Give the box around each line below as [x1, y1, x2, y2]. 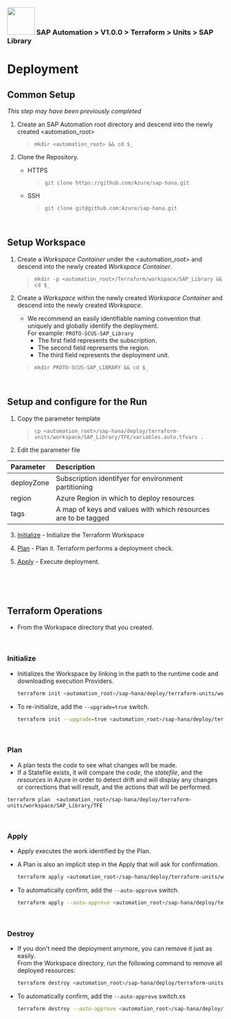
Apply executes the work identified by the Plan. [16, 847, 151, 855]
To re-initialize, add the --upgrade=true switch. [16, 702, 150, 710]
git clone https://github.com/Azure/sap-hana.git [44, 179, 190, 186]
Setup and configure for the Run [7, 396, 148, 408]
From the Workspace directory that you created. [16, 623, 154, 631]
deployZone [10, 478, 49, 487]
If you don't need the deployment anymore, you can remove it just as [16, 945, 212, 953]
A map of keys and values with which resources [56, 504, 210, 514]
